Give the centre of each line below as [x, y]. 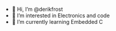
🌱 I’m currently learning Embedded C [57, 22]
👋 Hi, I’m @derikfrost [37, 9]
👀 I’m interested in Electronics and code [61, 15]
